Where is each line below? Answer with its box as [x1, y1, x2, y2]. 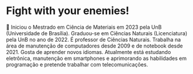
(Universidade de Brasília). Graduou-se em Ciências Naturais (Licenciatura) [6, 29, 188, 36]
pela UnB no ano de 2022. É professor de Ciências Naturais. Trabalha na [6, 36, 181, 43]
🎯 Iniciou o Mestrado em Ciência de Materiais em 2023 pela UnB [6, 23, 162, 31]
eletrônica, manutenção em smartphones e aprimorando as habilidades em [6, 55, 187, 62]
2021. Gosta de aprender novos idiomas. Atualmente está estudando [6, 48, 171, 55]
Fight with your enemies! [6, 4, 130, 18]
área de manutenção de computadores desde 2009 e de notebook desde [6, 42, 183, 49]
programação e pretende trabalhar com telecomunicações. [6, 60, 148, 68]
